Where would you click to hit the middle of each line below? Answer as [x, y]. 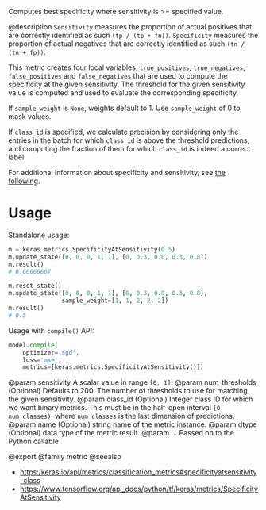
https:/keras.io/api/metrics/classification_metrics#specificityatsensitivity [138, 472]
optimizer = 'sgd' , [51, 352]
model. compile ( [33, 345]
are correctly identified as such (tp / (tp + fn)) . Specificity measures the [133, 35]
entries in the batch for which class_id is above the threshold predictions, [129, 140]
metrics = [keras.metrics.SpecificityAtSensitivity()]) [113, 367]
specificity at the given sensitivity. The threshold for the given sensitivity [127, 84]
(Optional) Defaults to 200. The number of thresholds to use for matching [128, 391]
